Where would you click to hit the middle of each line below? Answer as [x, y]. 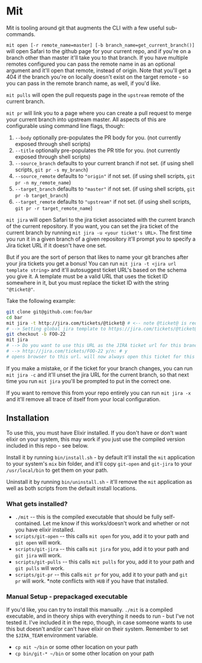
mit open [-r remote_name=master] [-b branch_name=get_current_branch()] [101, 45]
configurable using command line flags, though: [66, 125]
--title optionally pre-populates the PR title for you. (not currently [97, 150]
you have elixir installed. [45, 530]
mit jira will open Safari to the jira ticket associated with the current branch [101, 220]
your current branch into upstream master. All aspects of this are [86, 119]
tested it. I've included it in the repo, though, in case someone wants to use [99, 623]
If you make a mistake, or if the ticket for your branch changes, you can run [99, 368]
